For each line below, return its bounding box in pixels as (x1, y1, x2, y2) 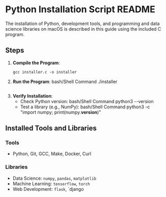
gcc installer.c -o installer (12, 69, 77, 75)
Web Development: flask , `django (12, 186, 84, 192)
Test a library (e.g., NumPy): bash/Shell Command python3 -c (20, 104, 150, 110)
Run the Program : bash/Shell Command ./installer (12, 78, 118, 85)
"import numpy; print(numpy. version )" (20, 109, 101, 115)
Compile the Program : (12, 60, 60, 66)
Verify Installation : (12, 93, 53, 99)
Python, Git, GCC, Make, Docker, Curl (12, 151, 92, 157)
